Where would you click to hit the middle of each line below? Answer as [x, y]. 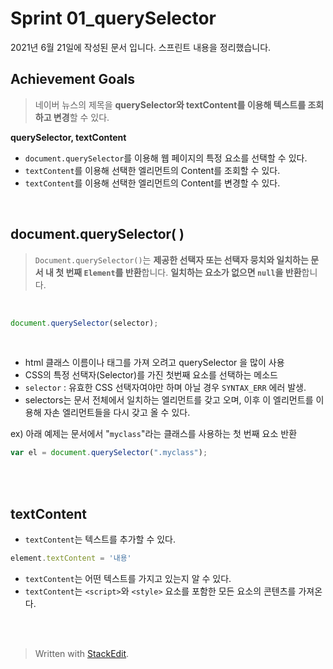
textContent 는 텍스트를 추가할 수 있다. [100, 539]
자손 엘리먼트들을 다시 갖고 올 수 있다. [117, 413]
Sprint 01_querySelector [113, 18]
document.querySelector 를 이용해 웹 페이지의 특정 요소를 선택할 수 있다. [166, 158]
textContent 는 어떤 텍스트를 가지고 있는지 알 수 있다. [128, 578]
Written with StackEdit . [82, 653]
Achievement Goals [73, 79]
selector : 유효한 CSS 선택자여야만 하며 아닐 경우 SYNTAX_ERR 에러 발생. [165, 388]
